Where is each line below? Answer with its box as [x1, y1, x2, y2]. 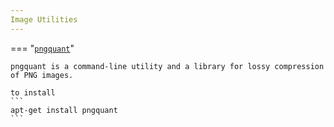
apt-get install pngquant [10, 105, 118, 115]
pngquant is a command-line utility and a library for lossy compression [10, 61, 325, 71]
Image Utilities [10, 14, 78, 25]
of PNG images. [10, 70, 74, 80]
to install [10, 87, 56, 98]
